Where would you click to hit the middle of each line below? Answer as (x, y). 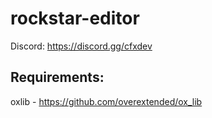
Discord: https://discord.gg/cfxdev (81, 46)
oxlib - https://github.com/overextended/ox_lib (106, 101)
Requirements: (57, 77)
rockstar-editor (75, 18)
